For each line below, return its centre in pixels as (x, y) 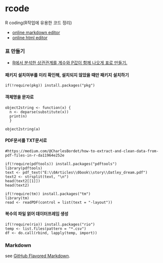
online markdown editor (36, 32)
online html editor (30, 38)
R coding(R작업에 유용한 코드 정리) (38, 22)
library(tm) (17, 198)
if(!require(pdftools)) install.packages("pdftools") (61, 164)
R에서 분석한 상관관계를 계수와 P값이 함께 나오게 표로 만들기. (70, 63)
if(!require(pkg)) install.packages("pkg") (50, 86)
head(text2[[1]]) (23, 181)
